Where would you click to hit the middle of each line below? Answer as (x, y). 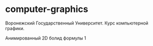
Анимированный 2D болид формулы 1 (46, 38)
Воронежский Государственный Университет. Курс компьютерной (77, 23)
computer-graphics (47, 9)
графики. (15, 28)
